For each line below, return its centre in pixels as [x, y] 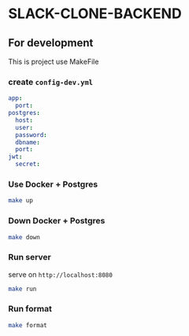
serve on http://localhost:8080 [60, 274]
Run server [30, 257]
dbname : [28, 142]
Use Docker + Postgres [53, 184]
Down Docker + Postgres [57, 221]
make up [21, 201]
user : [24, 127]
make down [24, 237]
